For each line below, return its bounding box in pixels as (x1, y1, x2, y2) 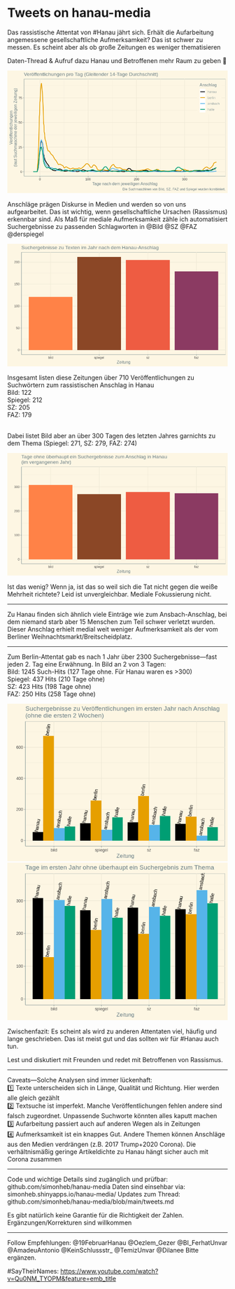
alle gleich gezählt (7, 1094, 60, 1102)
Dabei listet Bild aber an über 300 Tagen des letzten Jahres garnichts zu (7, 431, 215, 440)
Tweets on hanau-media (7, 5, 151, 21)
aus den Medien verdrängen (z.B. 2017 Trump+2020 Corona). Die (7, 1140, 197, 1148)
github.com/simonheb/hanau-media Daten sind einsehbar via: (7, 1182, 185, 1191)
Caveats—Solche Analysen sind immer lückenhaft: (7, 1075, 152, 1084)
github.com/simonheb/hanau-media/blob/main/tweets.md (7, 1197, 174, 1206)
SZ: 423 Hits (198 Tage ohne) (7, 682, 92, 690)
